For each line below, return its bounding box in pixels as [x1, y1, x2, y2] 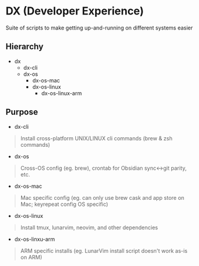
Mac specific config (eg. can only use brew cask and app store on [20, 194, 185, 201]
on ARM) [20, 253, 43, 261]
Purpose [5, 107, 38, 117]
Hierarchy [5, 42, 44, 52]
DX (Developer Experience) [5, 4, 144, 18]
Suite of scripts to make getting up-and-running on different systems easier [5, 24, 193, 31]
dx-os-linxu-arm [14, 235, 55, 243]
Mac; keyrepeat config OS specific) [20, 200, 109, 208]
